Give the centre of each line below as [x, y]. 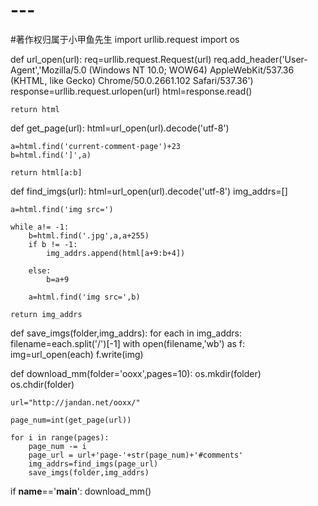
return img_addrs [46, 314]
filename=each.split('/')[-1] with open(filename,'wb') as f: [128, 343]
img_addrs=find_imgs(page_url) [93, 464]
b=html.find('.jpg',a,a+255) [89, 235]
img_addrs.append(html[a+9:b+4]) [116, 253]
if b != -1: [53, 244]
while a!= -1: [40, 227]
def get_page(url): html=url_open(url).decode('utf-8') [120, 128]
